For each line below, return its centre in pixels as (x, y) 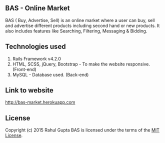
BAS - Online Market (37, 8)
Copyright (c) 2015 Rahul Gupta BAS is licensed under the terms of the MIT (82, 130)
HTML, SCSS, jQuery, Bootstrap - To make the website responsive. (81, 64)
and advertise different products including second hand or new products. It (82, 25)
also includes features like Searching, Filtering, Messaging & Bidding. (76, 31)
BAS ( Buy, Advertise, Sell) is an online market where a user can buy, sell (80, 20)
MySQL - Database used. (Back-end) (50, 74)
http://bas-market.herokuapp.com (40, 102)
